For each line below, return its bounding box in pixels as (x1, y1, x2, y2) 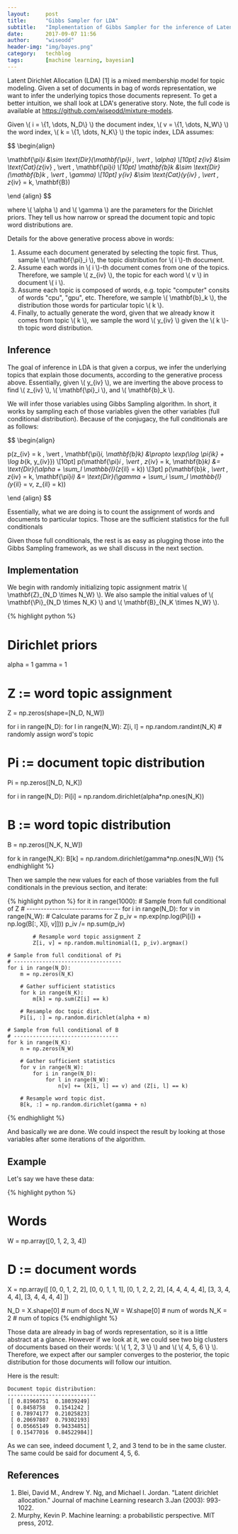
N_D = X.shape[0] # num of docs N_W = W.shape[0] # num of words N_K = (7, 1306, 228, 1314)
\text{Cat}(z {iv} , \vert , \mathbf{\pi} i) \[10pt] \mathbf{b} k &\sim (7, 163, 193, 171)
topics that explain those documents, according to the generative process (7, 370, 223, 379)
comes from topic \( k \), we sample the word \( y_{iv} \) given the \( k (17, 315, 220, 324)
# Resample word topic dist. (20, 1095, 106, 1102)
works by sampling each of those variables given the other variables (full (7, 406, 220, 416)
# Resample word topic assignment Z (33, 934, 141, 941)
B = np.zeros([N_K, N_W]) (7, 841, 83, 849)
